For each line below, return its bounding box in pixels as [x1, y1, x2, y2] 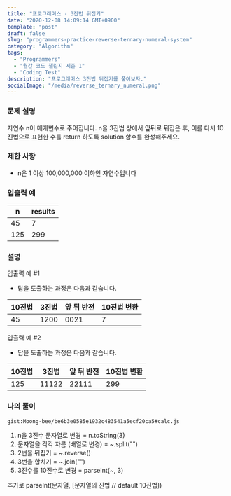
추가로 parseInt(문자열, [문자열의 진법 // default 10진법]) [7, 481, 162, 489]
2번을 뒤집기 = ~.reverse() [17, 448, 91, 457]
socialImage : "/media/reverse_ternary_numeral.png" [7, 82, 161, 89]
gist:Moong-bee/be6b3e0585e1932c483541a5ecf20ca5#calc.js [7, 418, 180, 425]
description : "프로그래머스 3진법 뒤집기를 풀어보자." [7, 75, 147, 83]
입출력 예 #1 [7, 269, 40, 277]
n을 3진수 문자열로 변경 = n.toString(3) [17, 431, 125, 439]
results [31, 207, 55, 216]
